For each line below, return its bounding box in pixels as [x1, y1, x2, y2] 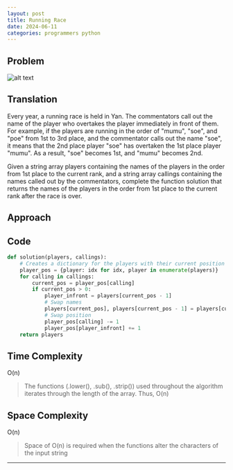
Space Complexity [7, 410, 89, 421]
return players [19, 331, 64, 338]
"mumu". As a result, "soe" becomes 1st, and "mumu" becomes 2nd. [7, 148, 203, 157]
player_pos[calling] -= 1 [44, 318, 119, 325]
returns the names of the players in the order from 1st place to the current [7, 184, 218, 193]
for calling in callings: [19, 273, 95, 280]
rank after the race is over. [7, 191, 83, 200]
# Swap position [44, 311, 92, 319]
